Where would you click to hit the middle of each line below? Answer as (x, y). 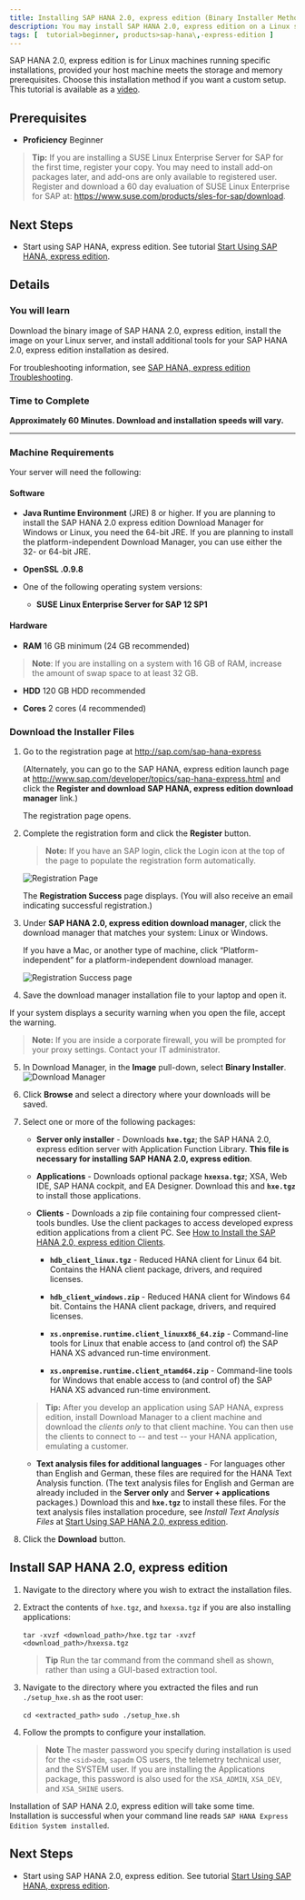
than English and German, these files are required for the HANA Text (164, 1473)
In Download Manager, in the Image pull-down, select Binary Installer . (154, 1067)
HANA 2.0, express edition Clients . (101, 1242)
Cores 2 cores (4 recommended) (84, 708)
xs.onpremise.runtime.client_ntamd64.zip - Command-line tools (171, 1370)
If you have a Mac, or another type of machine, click (120, 950)
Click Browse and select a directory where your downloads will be (146, 1094)
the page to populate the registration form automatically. (151, 860)
